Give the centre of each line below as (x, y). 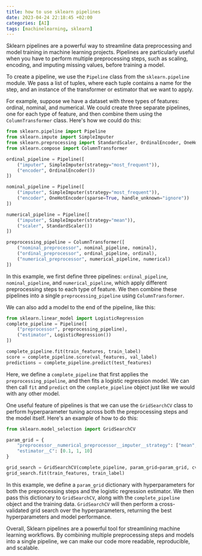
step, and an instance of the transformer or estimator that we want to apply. (100, 90)
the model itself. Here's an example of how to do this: (72, 418)
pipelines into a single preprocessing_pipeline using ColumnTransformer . (95, 295)
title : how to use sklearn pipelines (54, 12)
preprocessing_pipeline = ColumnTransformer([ (66, 242)
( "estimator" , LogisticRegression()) (64, 335)
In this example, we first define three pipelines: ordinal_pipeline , (87, 276)
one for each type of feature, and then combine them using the (84, 114)
